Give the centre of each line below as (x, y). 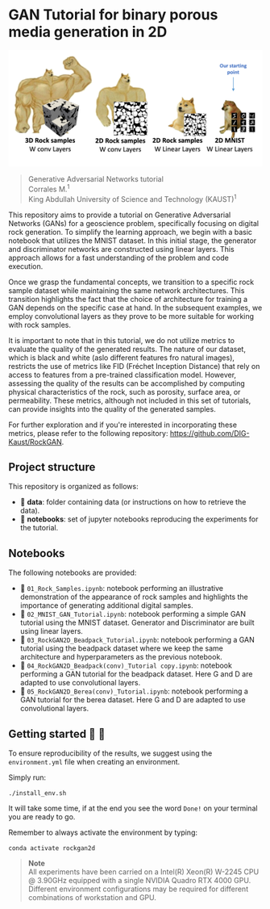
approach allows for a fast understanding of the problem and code (119, 258)
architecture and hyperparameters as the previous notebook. (121, 657)
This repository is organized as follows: (73, 487)
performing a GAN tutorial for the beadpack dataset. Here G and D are (136, 674)
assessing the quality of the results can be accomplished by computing (127, 383)
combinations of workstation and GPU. (92, 898)
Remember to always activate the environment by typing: (103, 832)
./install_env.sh (37, 794)
